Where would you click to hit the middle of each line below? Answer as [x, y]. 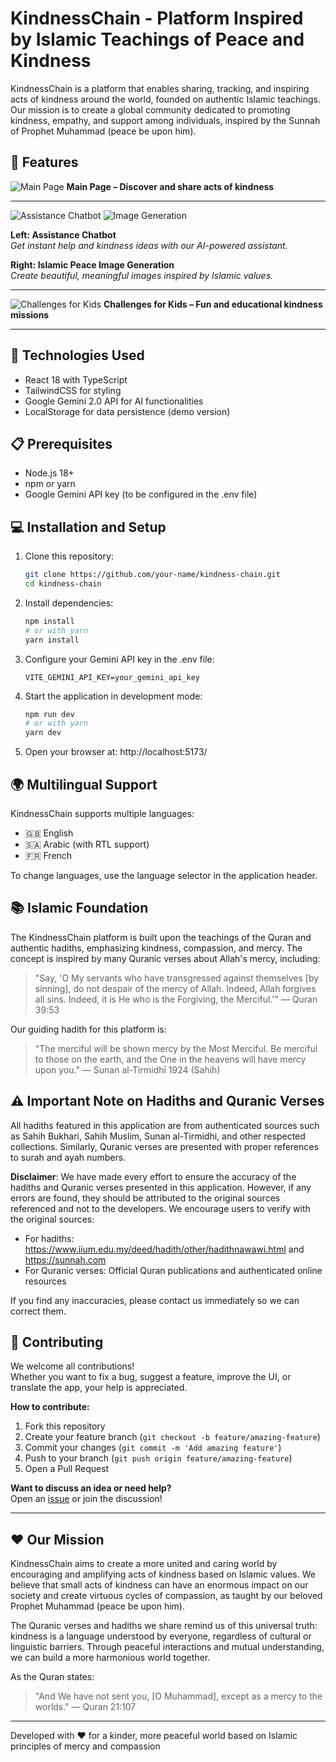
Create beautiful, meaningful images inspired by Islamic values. [142, 275]
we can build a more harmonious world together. [110, 1658]
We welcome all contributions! [72, 1366]
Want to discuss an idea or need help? [91, 1488]
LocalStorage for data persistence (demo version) [127, 411]
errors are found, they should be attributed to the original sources [145, 1198]
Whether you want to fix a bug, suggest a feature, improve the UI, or [151, 1377]
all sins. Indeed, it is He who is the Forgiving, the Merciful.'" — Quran [176, 999]
